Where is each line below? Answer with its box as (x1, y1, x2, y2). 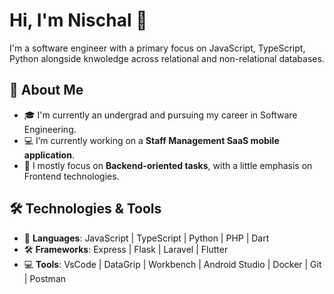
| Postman (23, 272, 67, 284)
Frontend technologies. (23, 170, 120, 182)
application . (23, 149, 75, 161)
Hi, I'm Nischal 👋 (9, 9, 148, 32)
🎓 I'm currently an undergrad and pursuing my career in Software (23, 109, 298, 121)
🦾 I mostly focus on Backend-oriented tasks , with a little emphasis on (23, 159, 313, 171)
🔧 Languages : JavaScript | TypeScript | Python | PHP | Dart (23, 232, 270, 244)
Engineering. (23, 123, 77, 135)
